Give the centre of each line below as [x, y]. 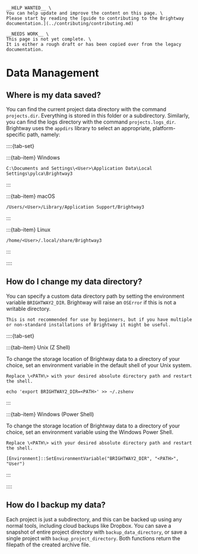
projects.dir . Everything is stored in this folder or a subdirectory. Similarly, [98, 116]
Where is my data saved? [54, 95]
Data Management [53, 73]
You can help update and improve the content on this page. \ [84, 13]
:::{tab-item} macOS [31, 196]
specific [16, 134]
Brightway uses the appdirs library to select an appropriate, [79, 128]
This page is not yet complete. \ [49, 39]
